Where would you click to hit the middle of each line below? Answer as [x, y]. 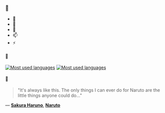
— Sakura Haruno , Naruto [33, 105]
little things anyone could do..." [50, 95]
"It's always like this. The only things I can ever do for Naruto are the [89, 90]
